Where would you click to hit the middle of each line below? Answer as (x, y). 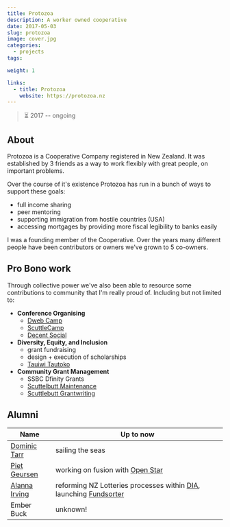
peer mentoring (39, 212)
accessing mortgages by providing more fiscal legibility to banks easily (117, 226)
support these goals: (36, 191)
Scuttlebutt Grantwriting (61, 393)
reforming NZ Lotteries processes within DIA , (128, 485)
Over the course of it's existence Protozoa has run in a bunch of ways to (109, 184)
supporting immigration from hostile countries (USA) (91, 220)
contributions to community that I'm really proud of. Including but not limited (114, 292)
